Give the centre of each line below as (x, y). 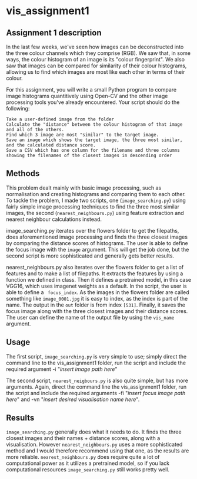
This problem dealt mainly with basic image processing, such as (84, 188)
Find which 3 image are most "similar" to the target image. (83, 135)
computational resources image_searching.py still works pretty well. (88, 470)
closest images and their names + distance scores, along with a (83, 438)
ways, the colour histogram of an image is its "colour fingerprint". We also (96, 59)
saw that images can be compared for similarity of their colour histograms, (96, 66)
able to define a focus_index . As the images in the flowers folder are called (98, 292)
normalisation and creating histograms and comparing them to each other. (96, 194)
